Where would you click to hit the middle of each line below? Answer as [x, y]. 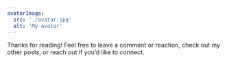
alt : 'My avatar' [38, 26]
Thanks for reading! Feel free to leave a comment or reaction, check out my [114, 45]
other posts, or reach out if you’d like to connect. [76, 52]
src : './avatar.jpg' [43, 20]
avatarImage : [26, 13]
